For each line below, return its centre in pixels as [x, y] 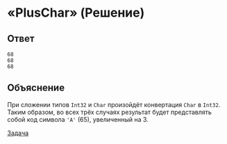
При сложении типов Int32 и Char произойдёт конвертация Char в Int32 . [114, 104]
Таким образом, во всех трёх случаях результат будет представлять [109, 112]
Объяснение [36, 88]
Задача [18, 133]
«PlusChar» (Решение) [76, 13]
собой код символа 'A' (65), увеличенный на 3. [78, 119]
